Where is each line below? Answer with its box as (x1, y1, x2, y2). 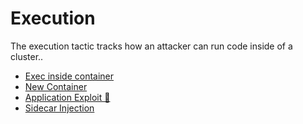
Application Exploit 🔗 (24, 91, 111, 103)
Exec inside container (24, 70, 115, 82)
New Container (24, 80, 88, 92)
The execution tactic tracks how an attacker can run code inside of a (10, 40, 293, 52)
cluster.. (10, 50, 44, 62)
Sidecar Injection (24, 102, 95, 114)
